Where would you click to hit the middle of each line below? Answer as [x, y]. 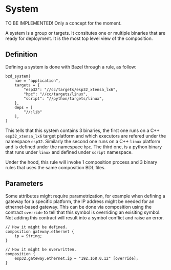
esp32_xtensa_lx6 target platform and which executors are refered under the [86, 136]
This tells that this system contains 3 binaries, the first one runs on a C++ [82, 130]
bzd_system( [18, 76]
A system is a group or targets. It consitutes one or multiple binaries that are [85, 33]
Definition [21, 54]
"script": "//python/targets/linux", [64, 98]
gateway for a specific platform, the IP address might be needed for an [80, 201]
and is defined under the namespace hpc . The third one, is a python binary [84, 147]
